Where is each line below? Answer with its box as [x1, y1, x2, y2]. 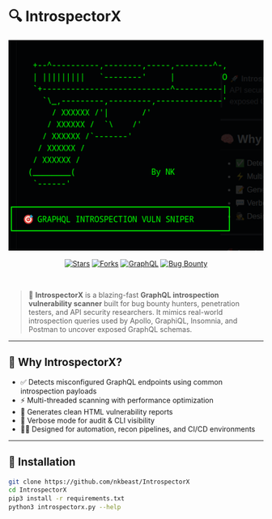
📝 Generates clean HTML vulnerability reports [19, 406, 173, 416]
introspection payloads [19, 386, 97, 396]
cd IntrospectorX [8, 486, 67, 495]
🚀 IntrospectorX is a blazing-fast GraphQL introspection [28, 290, 219, 300]
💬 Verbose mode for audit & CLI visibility [19, 415, 155, 425]
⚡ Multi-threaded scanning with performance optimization [19, 395, 215, 405]
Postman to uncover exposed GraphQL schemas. [28, 324, 193, 334]
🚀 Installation [8, 455, 76, 469]
